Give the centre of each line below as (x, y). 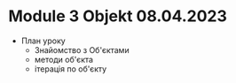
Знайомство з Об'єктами (82, 49)
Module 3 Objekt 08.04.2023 (118, 16)
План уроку (43, 41)
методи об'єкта (64, 59)
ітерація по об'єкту (71, 69)
